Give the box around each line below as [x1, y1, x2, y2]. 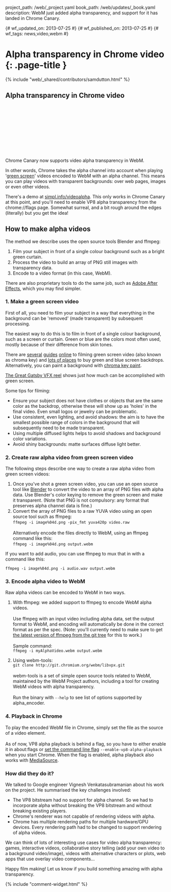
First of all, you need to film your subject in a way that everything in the [5, 309, 155, 316]
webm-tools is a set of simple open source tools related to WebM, [12, 673, 152, 679]
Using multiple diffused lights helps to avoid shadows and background [12, 430, 161, 436]
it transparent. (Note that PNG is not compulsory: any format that [12, 497, 149, 504]
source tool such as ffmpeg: [12, 513, 72, 520]
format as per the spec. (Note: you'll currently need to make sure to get [12, 627, 163, 633]
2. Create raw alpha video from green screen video [5, 453, 134, 461]
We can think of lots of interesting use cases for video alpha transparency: [5, 840, 162, 846]
